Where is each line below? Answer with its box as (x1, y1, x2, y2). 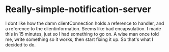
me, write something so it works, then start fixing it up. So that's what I (5, 36, 154, 42)
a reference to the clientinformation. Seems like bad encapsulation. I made (5, 25, 161, 31)
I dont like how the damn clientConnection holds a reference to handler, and (5, 20, 164, 26)
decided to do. (5, 41, 36, 47)
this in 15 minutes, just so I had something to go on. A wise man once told (5, 31, 159, 37)
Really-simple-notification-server (5, 4, 151, 15)
